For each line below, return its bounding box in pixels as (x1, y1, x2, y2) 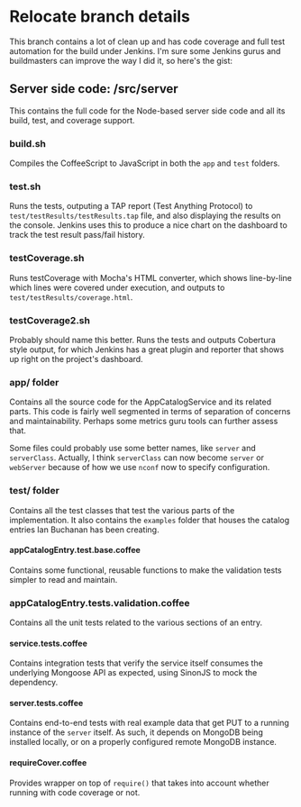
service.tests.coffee (9, 638, 88, 648)
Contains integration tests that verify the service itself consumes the (9, 657, 263, 668)
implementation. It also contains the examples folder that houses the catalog (9, 514, 290, 525)
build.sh (9, 137, 47, 150)
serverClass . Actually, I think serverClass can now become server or (9, 452, 264, 463)
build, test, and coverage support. (9, 114, 135, 125)
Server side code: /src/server (9, 81, 178, 96)
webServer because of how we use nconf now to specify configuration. (9, 462, 270, 473)
